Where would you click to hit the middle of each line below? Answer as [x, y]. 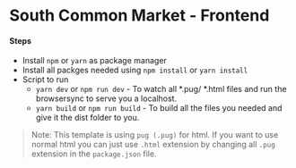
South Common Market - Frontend [139, 16]
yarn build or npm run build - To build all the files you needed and [159, 108]
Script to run [45, 80]
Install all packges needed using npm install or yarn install [135, 70]
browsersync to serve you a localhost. [106, 98]
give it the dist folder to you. [87, 118]
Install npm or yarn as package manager [95, 61]
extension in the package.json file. [94, 154]
